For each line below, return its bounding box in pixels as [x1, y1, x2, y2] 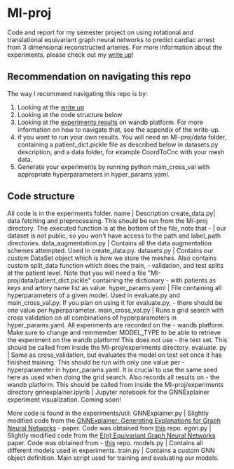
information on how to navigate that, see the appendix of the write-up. [17, 125, 221, 134]
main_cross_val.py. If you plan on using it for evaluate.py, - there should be [7, 298, 223, 306]
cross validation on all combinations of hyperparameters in [7, 313, 177, 322]
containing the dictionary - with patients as [92, 276, 216, 285]
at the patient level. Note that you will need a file [7, 269, 146, 277]
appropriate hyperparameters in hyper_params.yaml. [17, 170, 170, 178]
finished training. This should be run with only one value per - [7, 358, 186, 366]
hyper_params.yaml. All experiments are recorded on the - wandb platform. [7, 320, 225, 329]
